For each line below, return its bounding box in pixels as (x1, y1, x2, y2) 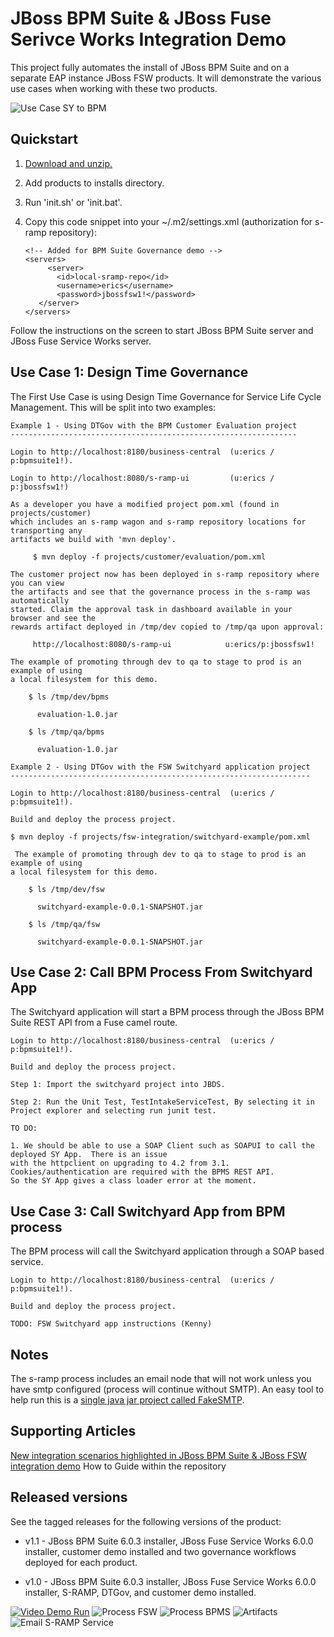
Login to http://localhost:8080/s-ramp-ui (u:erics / (10, 473, 275, 483)
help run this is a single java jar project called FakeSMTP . (10, 1394, 245, 1406)
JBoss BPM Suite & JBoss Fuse (10, 7, 272, 30)
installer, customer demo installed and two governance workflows (24, 1545, 297, 1557)
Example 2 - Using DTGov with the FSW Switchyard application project (10, 762, 311, 772)
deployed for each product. (24, 1556, 138, 1568)
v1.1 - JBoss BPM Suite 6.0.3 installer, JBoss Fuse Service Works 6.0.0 (24, 1535, 314, 1547)
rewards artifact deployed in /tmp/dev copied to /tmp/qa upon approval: (10, 622, 325, 632)
